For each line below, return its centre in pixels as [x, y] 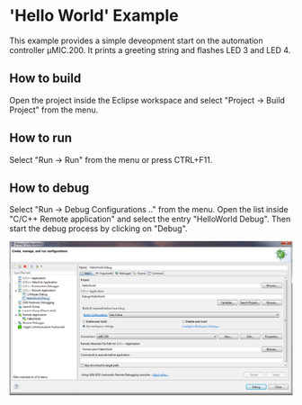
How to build [45, 79]
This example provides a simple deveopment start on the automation [136, 40]
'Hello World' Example [94, 16]
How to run [41, 138]
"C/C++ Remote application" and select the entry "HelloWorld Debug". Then [150, 219]
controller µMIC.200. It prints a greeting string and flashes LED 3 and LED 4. [150, 49]
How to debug [49, 188]
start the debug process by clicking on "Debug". [98, 229]
